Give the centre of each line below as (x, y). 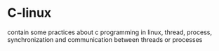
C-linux (29, 13)
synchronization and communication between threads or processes (105, 39)
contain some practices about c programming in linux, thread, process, (110, 32)
